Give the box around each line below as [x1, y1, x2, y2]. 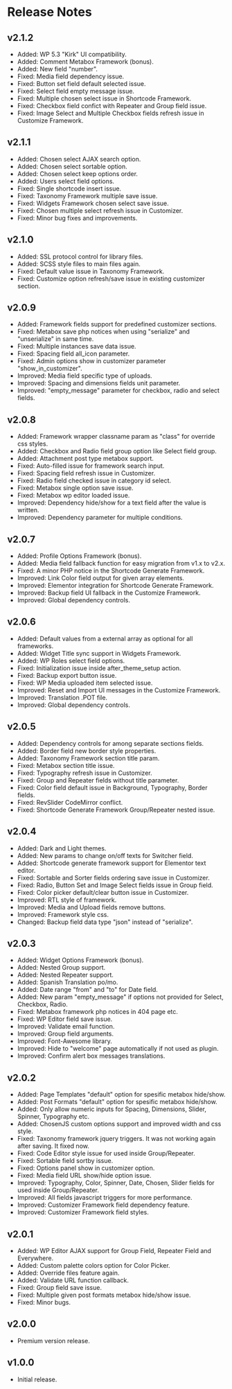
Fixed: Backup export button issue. [17, 671, 117, 679]
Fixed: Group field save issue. [17, 1283, 102, 1291]
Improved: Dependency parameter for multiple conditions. [17, 514, 183, 522]
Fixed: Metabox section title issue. [17, 761, 115, 769]
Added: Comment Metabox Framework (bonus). [17, 58, 154, 66]
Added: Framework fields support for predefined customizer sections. [17, 320, 217, 329]
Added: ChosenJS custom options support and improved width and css [17, 1120, 222, 1128]
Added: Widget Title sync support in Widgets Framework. [17, 649, 181, 657]
